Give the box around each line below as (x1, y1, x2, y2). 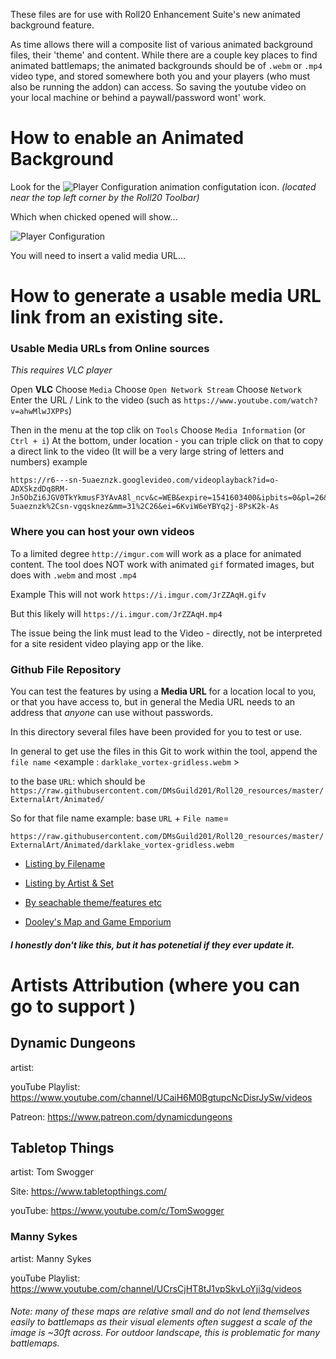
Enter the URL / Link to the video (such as (10, 394, 182, 406)
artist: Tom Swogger (10, 1166, 94, 1178)
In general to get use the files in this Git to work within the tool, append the (10, 745, 318, 758)
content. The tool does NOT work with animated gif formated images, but (10, 558, 315, 570)
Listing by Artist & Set (24, 877, 115, 889)
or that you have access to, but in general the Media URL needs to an (10, 696, 296, 708)
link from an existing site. (10, 306, 225, 329)
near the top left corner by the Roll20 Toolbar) (10, 191, 200, 203)
